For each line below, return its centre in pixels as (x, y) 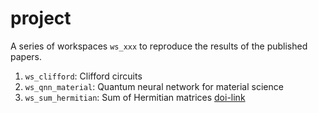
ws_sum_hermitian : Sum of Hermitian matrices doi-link (135, 97)
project (41, 18)
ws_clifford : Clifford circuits (83, 76)
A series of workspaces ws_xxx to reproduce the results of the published (159, 46)
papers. (26, 56)
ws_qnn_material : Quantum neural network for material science (154, 86)
